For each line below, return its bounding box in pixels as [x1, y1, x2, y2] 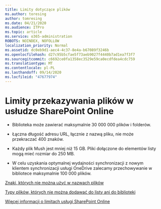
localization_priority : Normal [5, 43, 68, 48]
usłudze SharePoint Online [5, 105, 114, 117]
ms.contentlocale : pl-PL [5, 66, 55, 71]
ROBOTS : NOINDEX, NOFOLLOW [5, 39, 59, 44]
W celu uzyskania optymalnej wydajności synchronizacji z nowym [12, 160, 144, 166]
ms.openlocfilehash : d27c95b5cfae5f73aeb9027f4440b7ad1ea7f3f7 [5, 52, 135, 57]
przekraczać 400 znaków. [12, 136, 64, 142]
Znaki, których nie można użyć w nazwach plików [5, 179, 104, 185]
